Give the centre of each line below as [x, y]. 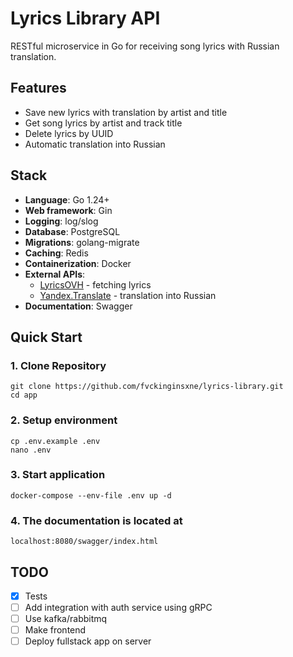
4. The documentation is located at [96, 520]
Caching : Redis [56, 253]
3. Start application [58, 475]
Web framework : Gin [68, 210]
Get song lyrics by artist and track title [103, 123]
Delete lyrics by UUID [69, 133]
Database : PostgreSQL [72, 231]
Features [38, 88]
